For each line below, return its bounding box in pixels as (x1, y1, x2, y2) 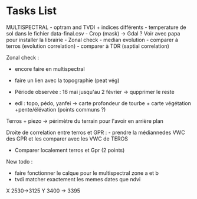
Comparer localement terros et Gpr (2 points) (14, 146, 125, 154)
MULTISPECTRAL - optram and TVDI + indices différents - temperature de (6, 24, 186, 31)
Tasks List (6, 4, 57, 18)
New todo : (6, 158, 33, 165)
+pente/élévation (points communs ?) (14, 106, 106, 113)
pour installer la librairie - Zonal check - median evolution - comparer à (6, 36, 179, 43)
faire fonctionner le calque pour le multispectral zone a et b (14, 169, 159, 177)
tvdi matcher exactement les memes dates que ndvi (14, 175, 141, 182)
